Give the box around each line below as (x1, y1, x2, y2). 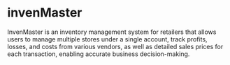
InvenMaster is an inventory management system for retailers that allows (7, 28, 217, 36)
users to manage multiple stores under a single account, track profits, (7, 35, 208, 43)
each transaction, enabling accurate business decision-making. (7, 50, 190, 58)
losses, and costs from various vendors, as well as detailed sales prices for (7, 42, 224, 50)
